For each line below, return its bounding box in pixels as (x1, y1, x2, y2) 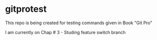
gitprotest (5, 3, 47, 15)
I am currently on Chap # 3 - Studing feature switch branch (5, 29, 126, 35)
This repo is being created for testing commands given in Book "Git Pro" (5, 20, 153, 26)
